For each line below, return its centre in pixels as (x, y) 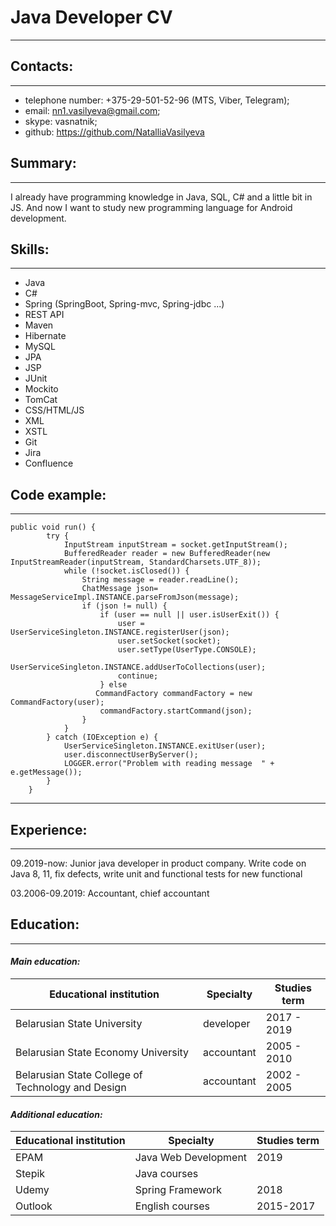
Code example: (58, 494)
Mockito (41, 389)
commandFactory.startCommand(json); (176, 711)
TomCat (41, 400)
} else (113, 685)
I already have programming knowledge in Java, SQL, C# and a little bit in (161, 197)
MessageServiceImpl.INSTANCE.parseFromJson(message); (125, 597)
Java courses (166, 1174)
